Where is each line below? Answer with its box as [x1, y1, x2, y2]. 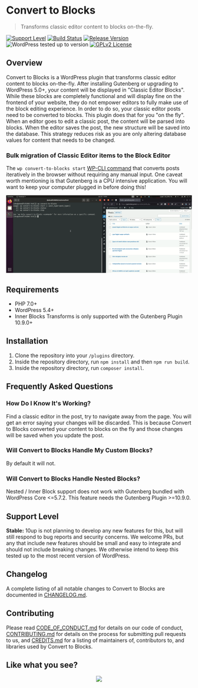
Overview [6, 58, 43, 68]
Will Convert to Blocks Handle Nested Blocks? [6, 474, 140, 482]
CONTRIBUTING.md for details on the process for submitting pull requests [6, 630, 187, 637]
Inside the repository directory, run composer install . [14, 364, 144, 371]
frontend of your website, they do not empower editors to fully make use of [6, 99, 189, 106]
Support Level [6, 511, 59, 521]
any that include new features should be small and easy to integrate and [6, 539, 181, 547]
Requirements [6, 284, 59, 294]
